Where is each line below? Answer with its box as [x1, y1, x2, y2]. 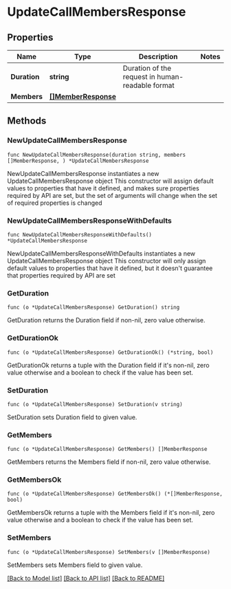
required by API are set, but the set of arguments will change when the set [7, 191, 218, 199]
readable [122, 80, 152, 90]
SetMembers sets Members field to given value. [7, 561, 143, 569]
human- [157, 72, 184, 81]
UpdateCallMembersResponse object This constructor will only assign [7, 256, 206, 265]
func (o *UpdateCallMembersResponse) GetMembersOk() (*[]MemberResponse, [7, 491, 223, 498]
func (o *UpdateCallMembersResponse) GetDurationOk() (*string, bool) [7, 348, 214, 356]
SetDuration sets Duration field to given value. [7, 413, 137, 421]
